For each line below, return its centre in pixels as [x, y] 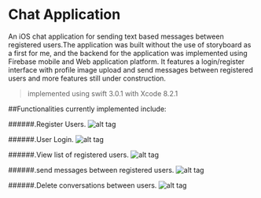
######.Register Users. [47, 124]
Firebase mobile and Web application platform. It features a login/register [127, 62]
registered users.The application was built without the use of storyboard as [130, 44]
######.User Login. [41, 139]
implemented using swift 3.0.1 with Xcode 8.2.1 [103, 93]
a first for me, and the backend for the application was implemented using [128, 53]
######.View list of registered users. [69, 155]
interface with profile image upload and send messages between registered [131, 69]
